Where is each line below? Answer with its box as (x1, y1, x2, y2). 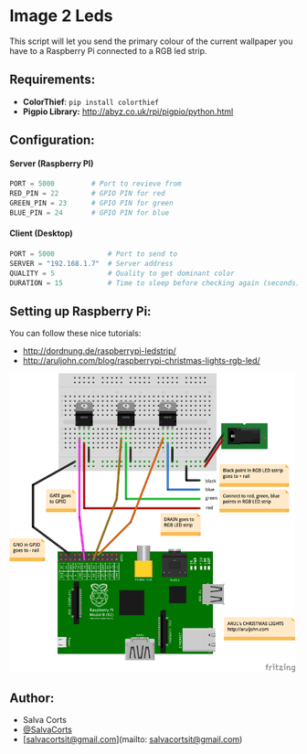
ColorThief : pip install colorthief (22, 96, 160, 107)
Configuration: (9, 133, 95, 148)
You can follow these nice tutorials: (9, 328, 142, 339)
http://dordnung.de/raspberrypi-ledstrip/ (22, 345, 176, 356)
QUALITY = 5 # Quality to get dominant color (9, 269, 235, 278)
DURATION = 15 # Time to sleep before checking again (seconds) (9, 278, 301, 288)
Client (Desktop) (9, 228, 73, 239)
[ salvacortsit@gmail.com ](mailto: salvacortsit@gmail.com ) (22, 734, 243, 745)
